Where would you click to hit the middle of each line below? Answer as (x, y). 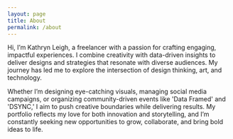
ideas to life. (25, 130)
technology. (25, 78)
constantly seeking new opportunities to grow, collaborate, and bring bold (115, 122)
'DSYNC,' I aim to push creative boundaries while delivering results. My (112, 107)
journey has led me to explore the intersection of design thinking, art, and (115, 70)
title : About (27, 21)
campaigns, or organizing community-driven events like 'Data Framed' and (116, 99)
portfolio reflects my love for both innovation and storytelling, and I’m (108, 114)
